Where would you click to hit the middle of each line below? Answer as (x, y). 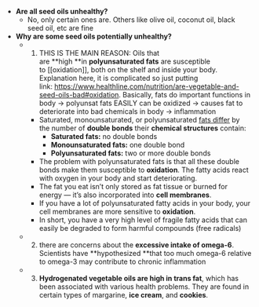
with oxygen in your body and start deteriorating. (118, 178)
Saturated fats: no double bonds (104, 136)
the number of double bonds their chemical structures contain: (142, 128)
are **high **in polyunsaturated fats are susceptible (124, 61)
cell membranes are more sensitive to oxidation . (117, 212)
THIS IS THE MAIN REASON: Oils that (99, 53)
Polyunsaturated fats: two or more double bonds (131, 153)
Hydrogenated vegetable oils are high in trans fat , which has (139, 278)
